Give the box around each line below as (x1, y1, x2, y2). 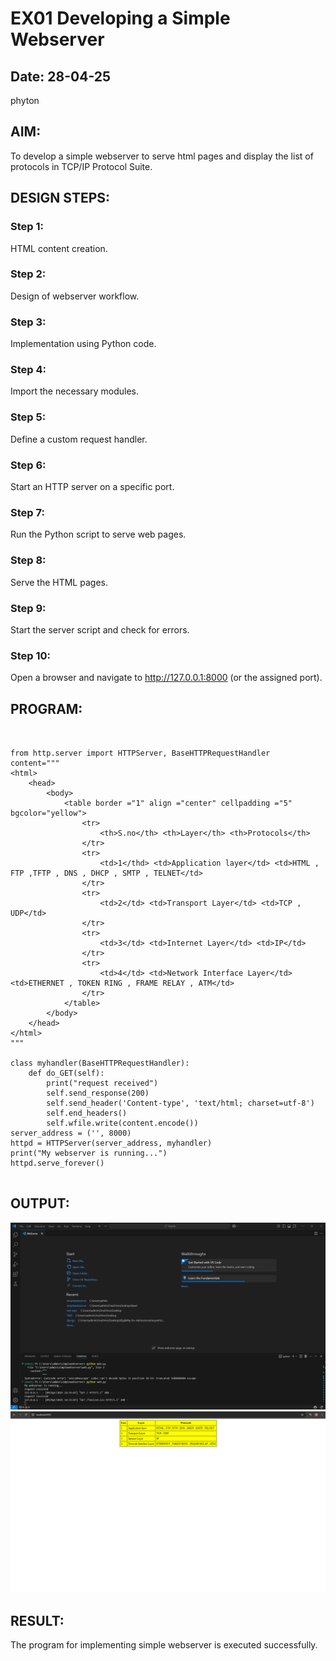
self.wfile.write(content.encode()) (46, 1118, 199, 1128)
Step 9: (10, 601, 47, 615)
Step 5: (10, 410, 47, 424)
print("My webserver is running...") (10, 1148, 168, 1158)
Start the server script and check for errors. (10, 623, 190, 636)
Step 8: (10, 553, 47, 567)
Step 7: (10, 505, 45, 519)
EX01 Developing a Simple (10, 7, 231, 30)
